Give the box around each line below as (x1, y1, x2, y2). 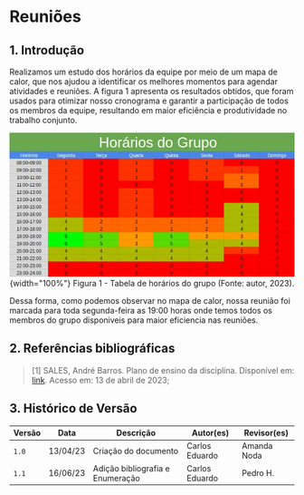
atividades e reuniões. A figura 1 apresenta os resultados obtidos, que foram (9, 86, 294, 96)
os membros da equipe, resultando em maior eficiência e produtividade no (9, 105, 288, 115)
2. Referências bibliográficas (9, 341, 176, 356)
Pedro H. (241, 468, 274, 479)
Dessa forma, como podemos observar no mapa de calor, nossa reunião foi (9, 296, 291, 306)
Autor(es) (191, 428, 230, 439)
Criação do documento (92, 445, 179, 456)
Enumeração (92, 472, 140, 483)
